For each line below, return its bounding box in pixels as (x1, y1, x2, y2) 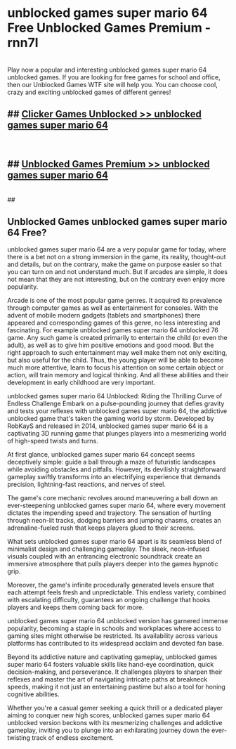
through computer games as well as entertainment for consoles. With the (7, 304, 219, 312)
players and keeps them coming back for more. (7, 603, 144, 612)
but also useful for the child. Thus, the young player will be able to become (7, 356, 223, 365)
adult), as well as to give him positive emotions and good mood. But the (7, 341, 214, 349)
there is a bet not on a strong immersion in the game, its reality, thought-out (7, 253, 226, 261)
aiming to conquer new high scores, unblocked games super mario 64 (7, 711, 211, 719)
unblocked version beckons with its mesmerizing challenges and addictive (7, 719, 223, 727)
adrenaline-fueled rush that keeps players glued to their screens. (7, 523, 195, 532)
